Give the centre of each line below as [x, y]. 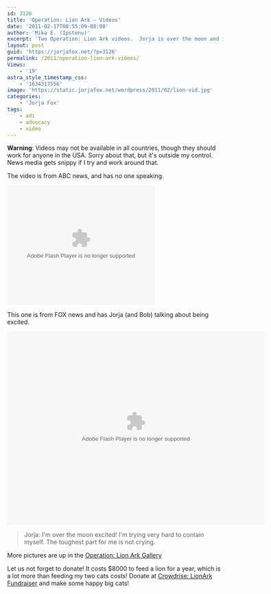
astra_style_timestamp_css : [47, 77]
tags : [15, 109]
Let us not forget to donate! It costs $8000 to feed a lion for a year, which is [114, 569]
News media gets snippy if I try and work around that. [83, 163]
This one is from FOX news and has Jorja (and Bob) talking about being [108, 315]
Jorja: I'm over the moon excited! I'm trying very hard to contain [114, 535]
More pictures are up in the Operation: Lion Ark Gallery [85, 555]
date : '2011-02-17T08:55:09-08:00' [58, 26]
